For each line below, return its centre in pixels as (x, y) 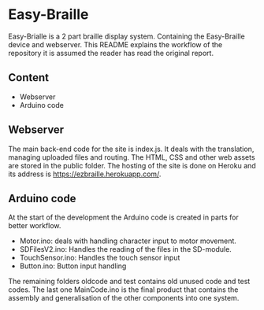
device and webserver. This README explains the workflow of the (115, 44)
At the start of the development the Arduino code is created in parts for (123, 217)
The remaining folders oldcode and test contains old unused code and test (129, 282)
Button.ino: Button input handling (73, 266)
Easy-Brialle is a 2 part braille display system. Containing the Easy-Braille (127, 36)
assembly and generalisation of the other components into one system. (124, 298)
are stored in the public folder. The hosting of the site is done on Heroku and (132, 165)
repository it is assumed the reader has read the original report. (111, 53)
